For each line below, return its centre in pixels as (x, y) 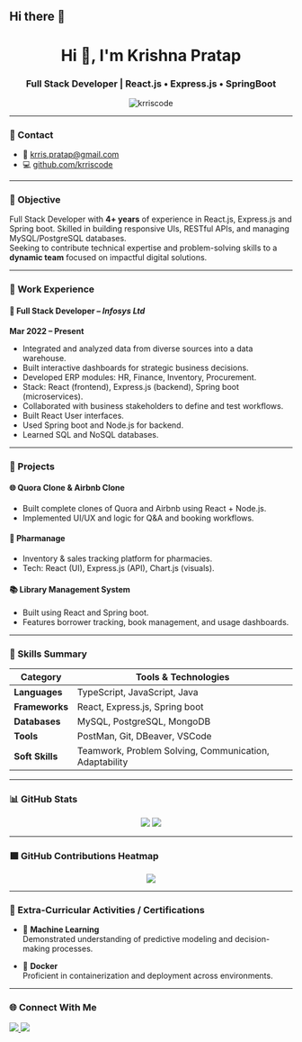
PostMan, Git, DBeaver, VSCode (144, 737)
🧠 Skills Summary (49, 654)
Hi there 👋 (37, 17)
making (36, 949)
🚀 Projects (32, 467)
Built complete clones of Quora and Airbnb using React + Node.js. (144, 508)
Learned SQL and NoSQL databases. (90, 434)
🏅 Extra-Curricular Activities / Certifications (107, 910)
